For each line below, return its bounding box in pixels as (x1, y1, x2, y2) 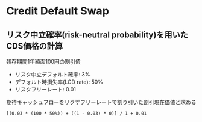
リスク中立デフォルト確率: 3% (14, 71, 90, 78)
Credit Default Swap (6, 4, 110, 18)
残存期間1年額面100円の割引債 (6, 58, 81, 65)
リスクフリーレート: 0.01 (14, 86, 77, 93)
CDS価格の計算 (6, 41, 63, 51)
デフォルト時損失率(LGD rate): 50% (14, 78, 104, 85)
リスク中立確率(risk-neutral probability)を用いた (6, 29, 189, 40)
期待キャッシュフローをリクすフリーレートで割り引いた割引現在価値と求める (6, 99, 197, 106)
